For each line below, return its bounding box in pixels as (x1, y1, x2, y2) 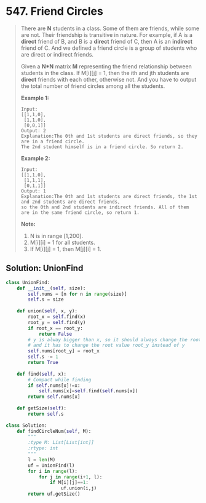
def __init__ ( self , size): (17, 285, 86, 291)
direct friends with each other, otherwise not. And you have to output (20, 76, 197, 83)
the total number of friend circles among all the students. (20, 82, 165, 90)
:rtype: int (28, 445, 59, 451)
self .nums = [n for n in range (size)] (28, 291, 127, 297)
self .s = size (28, 296, 64, 303)
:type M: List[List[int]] (28, 440, 95, 446)
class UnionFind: (6, 279, 50, 285)
